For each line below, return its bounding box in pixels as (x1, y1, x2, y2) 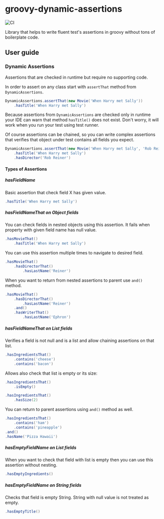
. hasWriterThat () (14, 310, 49, 315)
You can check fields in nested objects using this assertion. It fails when (5, 222, 150, 228)
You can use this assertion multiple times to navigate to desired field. (5, 250, 144, 256)
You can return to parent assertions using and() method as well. (5, 406, 133, 412)
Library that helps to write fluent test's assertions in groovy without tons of (5, 29, 155, 35)
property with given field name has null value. (5, 227, 97, 233)
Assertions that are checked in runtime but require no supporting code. (5, 74, 148, 80)
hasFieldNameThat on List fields (5, 325, 73, 331)
